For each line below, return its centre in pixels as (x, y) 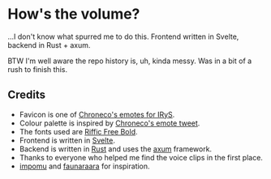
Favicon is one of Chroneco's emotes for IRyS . (97, 114)
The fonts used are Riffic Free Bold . (79, 131)
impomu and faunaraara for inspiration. (85, 166)
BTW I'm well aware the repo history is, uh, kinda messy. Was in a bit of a (130, 61)
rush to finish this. (38, 69)
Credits (27, 95)
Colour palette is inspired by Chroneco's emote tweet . (110, 123)
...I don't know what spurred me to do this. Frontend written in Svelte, (123, 36)
